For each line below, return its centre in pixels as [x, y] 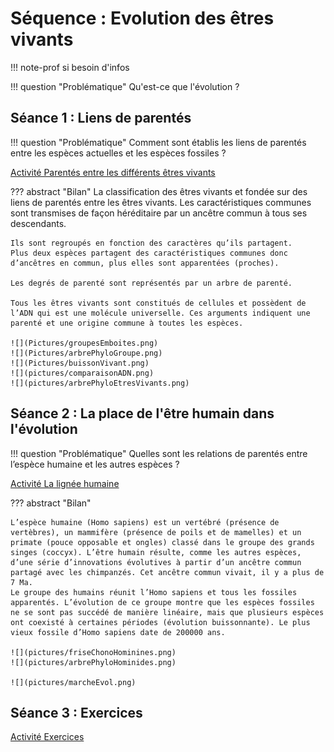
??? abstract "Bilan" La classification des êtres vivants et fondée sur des [159, 191]
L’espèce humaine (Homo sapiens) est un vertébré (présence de [145, 522]
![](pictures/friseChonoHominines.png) [93, 652]
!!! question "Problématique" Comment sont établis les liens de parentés [158, 142]
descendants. [38, 223]
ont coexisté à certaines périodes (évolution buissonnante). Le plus [160, 622]
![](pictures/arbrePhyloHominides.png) [93, 662]
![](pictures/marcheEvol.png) [73, 682]
